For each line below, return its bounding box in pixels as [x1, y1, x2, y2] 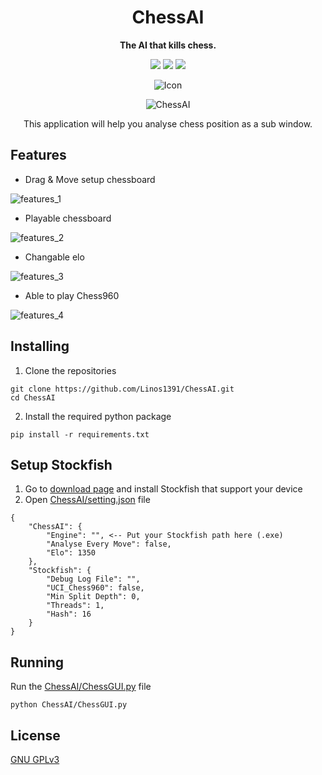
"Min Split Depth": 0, [46, 592, 141, 602]
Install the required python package [24, 410, 172, 422]
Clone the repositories [24, 364, 117, 376]
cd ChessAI [10, 392, 56, 403]
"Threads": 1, [46, 601, 105, 611]
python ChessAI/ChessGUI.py [10, 700, 128, 710]
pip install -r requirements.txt [10, 429, 150, 440]
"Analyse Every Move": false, [46, 539, 172, 550]
